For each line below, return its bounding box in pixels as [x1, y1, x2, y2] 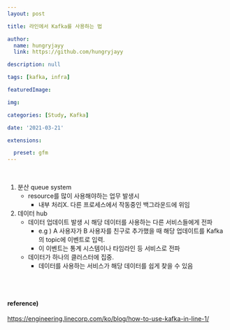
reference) [7, 299, 39, 308]
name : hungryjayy [13, 42, 64, 49]
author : [7, 36, 30, 43]
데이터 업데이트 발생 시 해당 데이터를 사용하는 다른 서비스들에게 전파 [27, 218, 213, 227]
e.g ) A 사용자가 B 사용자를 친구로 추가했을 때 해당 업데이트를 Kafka [38, 227, 224, 235]
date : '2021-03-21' [7, 124, 64, 131]
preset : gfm [13, 150, 49, 157]
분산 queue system [17, 183, 72, 192]
